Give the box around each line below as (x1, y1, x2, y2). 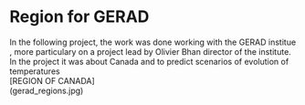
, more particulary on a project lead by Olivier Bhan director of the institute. (9, 46, 292, 57)
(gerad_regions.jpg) (9, 85, 84, 96)
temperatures (9, 66, 61, 77)
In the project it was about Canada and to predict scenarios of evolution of (9, 56, 289, 67)
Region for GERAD (9, 6, 150, 27)
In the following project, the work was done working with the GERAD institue (9, 37, 297, 47)
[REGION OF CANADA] (9, 75, 96, 86)
